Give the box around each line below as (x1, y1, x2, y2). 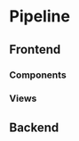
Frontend (9, 42, 61, 57)
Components (9, 69, 67, 81)
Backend (9, 120, 59, 135)
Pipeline (9, 6, 71, 27)
